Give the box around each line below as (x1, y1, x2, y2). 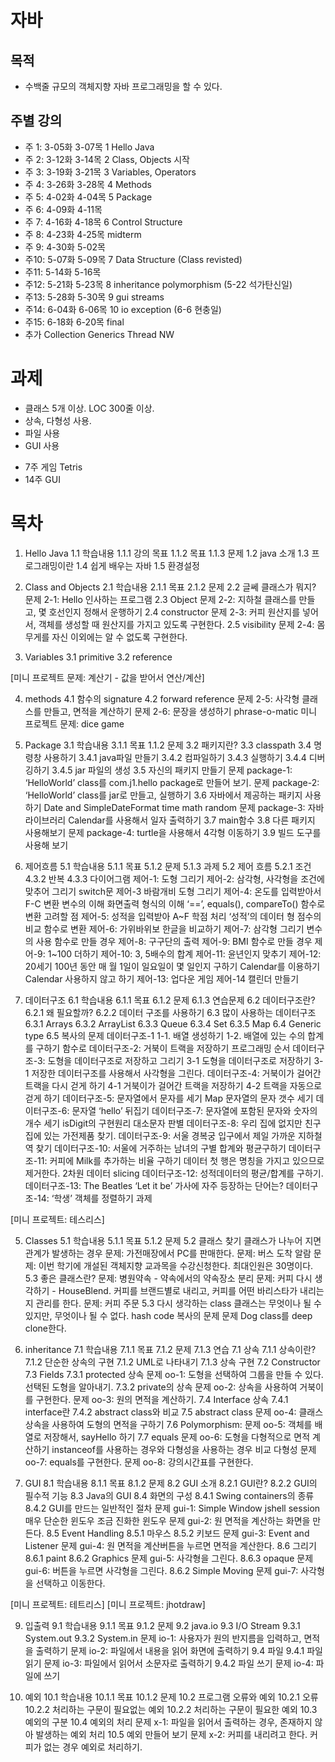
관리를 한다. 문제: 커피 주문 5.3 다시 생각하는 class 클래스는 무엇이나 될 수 (35, 1297, 322, 1309)
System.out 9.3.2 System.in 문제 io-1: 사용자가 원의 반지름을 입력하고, (24, 1632, 302, 1644)
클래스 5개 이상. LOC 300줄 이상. (24, 402, 155, 414)
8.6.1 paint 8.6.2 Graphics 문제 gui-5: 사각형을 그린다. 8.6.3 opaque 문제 (24, 1552, 314, 1564)
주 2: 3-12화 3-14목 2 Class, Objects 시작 (24, 153, 190, 165)
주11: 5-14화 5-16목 (24, 266, 102, 278)
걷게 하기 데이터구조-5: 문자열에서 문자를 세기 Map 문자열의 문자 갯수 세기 (24, 1092, 314, 1104)
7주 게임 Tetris (24, 461, 83, 473)
